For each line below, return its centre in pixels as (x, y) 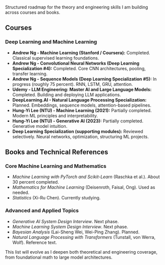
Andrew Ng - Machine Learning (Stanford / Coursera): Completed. (81, 53)
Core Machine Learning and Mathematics (56, 166)
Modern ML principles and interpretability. (55, 115)
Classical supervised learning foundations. (56, 58)
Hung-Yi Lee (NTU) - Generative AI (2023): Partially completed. (78, 121)
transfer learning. (30, 74)
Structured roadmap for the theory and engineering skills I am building (77, 7)
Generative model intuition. (40, 126)
